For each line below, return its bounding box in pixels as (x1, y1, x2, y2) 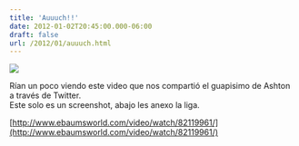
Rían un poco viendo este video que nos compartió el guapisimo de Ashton (9, 81, 291, 92)
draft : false (9, 30, 59, 39)
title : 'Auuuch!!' (9, 13, 79, 23)
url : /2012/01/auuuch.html (9, 38, 112, 48)
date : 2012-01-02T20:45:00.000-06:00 (9, 22, 153, 31)
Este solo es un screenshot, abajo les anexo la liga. (9, 100, 200, 111)
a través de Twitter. (9, 90, 82, 101)
